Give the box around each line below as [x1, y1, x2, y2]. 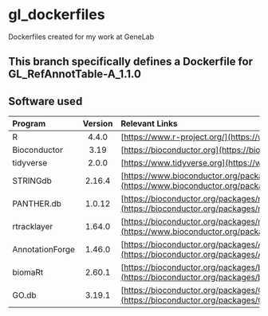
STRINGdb [12, 175, 52, 186]
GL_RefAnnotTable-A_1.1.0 [8, 68, 142, 81]
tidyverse [12, 158, 48, 169]
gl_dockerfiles [8, 6, 105, 24]
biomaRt [12, 267, 44, 278]
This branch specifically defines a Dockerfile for [8, 55, 254, 68]
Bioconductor [12, 145, 64, 156]
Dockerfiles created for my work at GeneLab [8, 32, 154, 41]
